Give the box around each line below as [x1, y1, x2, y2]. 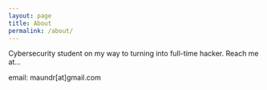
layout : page [8, 11, 52, 20]
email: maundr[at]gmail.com [8, 73, 102, 83]
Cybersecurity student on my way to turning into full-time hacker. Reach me [8, 49, 259, 59]
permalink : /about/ [8, 27, 74, 35]
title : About [8, 19, 52, 27]
